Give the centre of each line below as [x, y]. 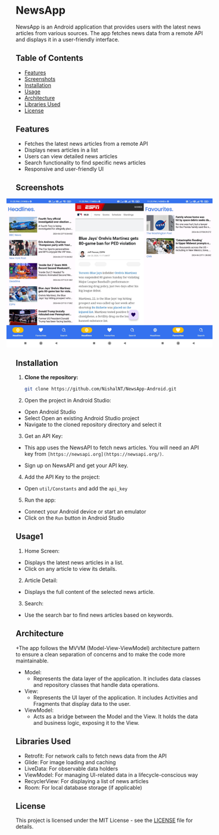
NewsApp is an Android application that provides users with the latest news [108, 27]
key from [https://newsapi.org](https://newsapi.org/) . [94, 454]
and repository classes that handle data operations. [96, 684]
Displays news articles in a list [61, 150]
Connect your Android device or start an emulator [85, 512]
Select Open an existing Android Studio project [82, 418]
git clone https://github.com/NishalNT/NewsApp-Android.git [100, 389]
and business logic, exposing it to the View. [86, 723]
